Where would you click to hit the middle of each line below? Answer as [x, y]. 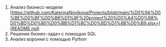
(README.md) [25, 28]
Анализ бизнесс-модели [36, 7]
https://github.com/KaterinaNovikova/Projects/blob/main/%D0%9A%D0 [86, 12]
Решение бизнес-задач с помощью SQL [53, 34]
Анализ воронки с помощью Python [48, 39]
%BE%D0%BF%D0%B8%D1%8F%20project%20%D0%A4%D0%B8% [84, 18]
